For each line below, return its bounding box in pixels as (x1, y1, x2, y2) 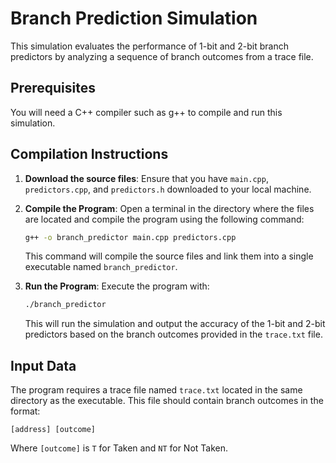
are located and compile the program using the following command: (24, 213, 305, 225)
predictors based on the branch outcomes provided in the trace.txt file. (24, 328, 323, 341)
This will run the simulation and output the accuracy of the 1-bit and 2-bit (24, 318, 326, 330)
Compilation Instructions (10, 146, 169, 163)
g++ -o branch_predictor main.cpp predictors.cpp (24, 232, 237, 242)
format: (10, 405, 41, 417)
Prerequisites (10, 80, 96, 97)
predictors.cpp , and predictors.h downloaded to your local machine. (24, 183, 312, 195)
